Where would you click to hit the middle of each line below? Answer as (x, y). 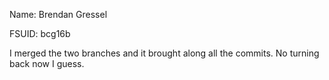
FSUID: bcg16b (40, 33)
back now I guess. (47, 63)
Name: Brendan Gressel (58, 14)
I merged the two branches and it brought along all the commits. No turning (164, 53)
